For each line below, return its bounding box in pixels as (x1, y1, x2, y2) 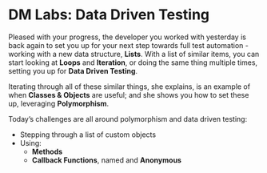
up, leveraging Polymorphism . (8, 99, 110, 108)
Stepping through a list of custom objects (19, 130, 157, 139)
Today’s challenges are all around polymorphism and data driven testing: (8, 114, 248, 123)
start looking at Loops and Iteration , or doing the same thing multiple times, (8, 58, 258, 67)
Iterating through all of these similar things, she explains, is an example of (8, 82, 250, 91)
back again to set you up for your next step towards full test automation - (8, 40, 249, 50)
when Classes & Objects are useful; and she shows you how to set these (8, 90, 249, 99)
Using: (19, 138, 42, 147)
